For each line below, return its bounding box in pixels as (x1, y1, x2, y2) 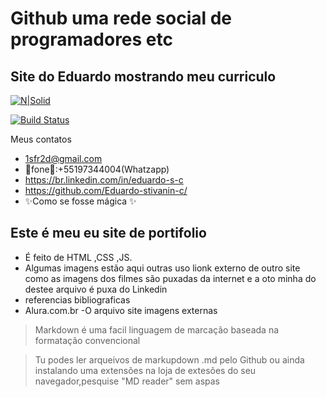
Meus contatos (10, 133, 72, 145)
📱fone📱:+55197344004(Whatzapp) (24, 163, 170, 175)
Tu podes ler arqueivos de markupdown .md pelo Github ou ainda (34, 353, 305, 366)
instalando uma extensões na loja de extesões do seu (34, 364, 257, 376)
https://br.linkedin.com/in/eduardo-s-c (24, 174, 184, 186)
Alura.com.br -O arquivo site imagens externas (24, 304, 218, 316)
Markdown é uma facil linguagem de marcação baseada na (34, 323, 280, 336)
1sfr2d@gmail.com (24, 153, 103, 164)
